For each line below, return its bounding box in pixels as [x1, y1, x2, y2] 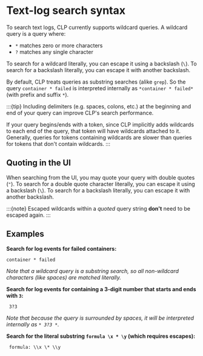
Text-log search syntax [6, 4, 126, 18]
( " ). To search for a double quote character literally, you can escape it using [6, 180, 195, 188]
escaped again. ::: [6, 211, 51, 219]
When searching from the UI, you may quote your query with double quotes [6, 174, 195, 181]
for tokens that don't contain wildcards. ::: [6, 140, 111, 147]
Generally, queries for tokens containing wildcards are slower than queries [6, 134, 192, 141]
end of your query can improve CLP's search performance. [6, 109, 154, 116]
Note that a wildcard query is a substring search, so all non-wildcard [6, 267, 179, 274]
